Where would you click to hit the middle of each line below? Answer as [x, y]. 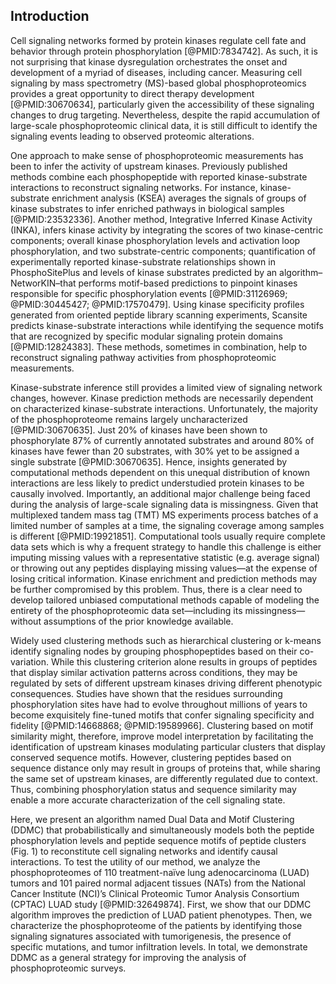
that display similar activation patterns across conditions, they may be [154, 672]
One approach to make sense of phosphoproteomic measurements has [157, 155]
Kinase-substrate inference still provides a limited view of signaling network [166, 387]
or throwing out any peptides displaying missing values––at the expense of [164, 568]
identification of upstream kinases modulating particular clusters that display [168, 746]
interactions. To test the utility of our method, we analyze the [135, 861]
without [26, 621]
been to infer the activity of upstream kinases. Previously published [149, 166]
